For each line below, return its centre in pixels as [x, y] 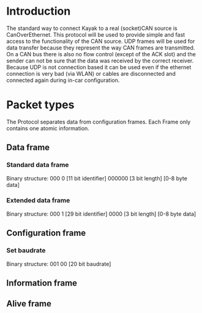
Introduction [39, 11]
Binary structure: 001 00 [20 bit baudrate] [59, 263]
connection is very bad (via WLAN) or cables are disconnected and [91, 73]
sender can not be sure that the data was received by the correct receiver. [100, 61]
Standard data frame [38, 165]
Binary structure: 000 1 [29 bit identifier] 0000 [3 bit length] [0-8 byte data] [101, 214]
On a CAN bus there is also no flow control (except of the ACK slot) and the [101, 54]
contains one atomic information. [48, 128]
